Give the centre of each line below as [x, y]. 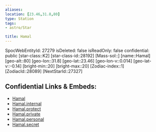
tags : [11, 23]
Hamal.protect [26, 109]
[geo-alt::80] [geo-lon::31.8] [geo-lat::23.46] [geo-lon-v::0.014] [69, 61]
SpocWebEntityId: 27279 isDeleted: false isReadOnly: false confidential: [77, 50]
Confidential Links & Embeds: [51, 87]
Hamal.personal [28, 119]
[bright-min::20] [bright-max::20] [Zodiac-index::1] [74, 66]
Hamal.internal [27, 104]
